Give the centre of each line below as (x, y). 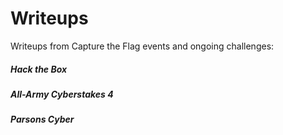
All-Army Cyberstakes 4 (62, 94)
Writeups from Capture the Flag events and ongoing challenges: (142, 46)
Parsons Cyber (42, 119)
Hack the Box (39, 69)
